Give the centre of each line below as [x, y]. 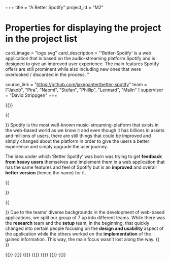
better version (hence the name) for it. [46, 172]
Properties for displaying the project [83, 28]
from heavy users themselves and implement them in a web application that [85, 162]
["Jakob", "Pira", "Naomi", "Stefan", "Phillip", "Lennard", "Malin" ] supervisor [84, 90]
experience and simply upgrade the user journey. [57, 146]
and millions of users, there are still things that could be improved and [78, 136]
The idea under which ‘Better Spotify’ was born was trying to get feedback [84, 156]
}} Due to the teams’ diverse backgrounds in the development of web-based [85, 212]
